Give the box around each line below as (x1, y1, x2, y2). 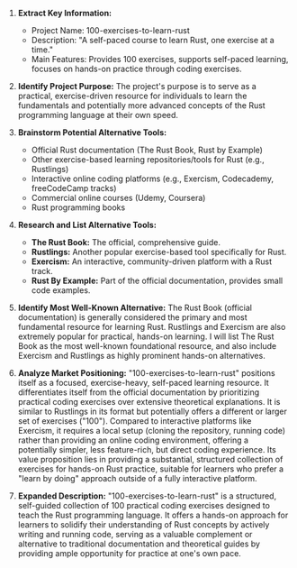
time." (31, 44, 54, 55)
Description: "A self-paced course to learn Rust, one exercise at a (31, 35, 274, 45)
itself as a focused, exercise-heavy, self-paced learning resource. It (17, 378, 270, 388)
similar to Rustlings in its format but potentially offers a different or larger (17, 406, 288, 417)
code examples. (31, 285, 91, 296)
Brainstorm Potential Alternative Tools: (17, 127, 167, 138)
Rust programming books (31, 202, 126, 213)
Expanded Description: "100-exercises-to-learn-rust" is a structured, (17, 490, 277, 501)
